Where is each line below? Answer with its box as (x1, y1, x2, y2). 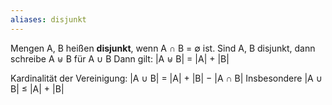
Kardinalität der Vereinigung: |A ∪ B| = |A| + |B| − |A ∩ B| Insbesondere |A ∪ (10, 72, 323, 84)
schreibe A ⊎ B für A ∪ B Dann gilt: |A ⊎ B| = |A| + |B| (10, 52, 230, 65)
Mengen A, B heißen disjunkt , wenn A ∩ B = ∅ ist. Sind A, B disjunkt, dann (10, 42, 316, 54)
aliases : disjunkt (10, 14, 87, 25)
